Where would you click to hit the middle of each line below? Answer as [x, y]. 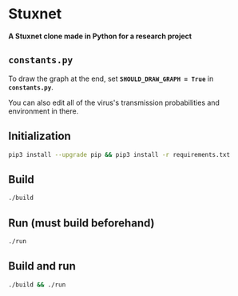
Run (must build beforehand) [81, 223]
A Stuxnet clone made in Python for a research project [100, 36]
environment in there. [44, 111]
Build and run [42, 266]
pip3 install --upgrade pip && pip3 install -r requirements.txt [119, 154]
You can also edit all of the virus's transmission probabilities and [114, 102]
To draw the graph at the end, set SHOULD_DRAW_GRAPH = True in [111, 78]
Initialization [40, 136]
